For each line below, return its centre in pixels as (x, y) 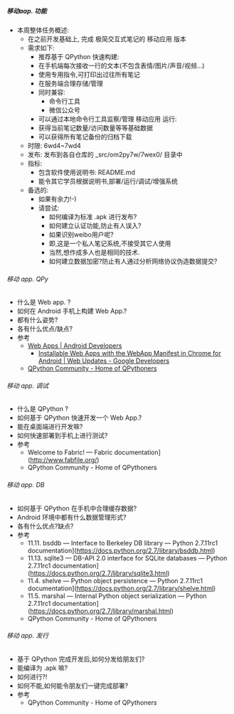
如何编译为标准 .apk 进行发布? (93, 216)
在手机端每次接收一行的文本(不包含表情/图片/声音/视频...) (121, 65)
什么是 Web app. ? (44, 302)
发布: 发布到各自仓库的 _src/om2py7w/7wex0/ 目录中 (105, 154)
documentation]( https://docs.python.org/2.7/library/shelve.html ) (122, 588)
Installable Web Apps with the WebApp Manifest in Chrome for (129, 353)
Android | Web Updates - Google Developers (104, 361)
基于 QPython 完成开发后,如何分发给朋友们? (81, 659)
